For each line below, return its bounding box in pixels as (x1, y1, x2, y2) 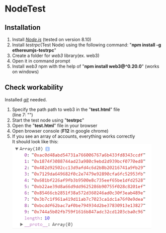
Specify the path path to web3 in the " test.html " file (12, 106, 120, 112)
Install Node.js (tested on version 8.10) (12, 36, 92, 42)
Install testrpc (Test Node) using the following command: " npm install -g (12, 42, 161, 48)
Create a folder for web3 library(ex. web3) (12, 52, 100, 59)
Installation (5, 23, 41, 32)
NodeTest (5, 3, 46, 15)
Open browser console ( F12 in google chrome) (12, 128, 109, 134)
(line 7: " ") (12, 111, 33, 118)
